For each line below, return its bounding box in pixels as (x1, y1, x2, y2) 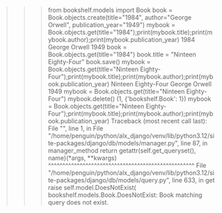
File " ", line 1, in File (47, 125, 104, 132)
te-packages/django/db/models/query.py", (47, 176, 171, 184)
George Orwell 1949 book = (47, 43, 127, 51)
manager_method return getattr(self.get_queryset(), (47, 146, 196, 155)
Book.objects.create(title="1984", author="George (47, 13, 192, 22)
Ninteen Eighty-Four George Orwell (111, 80, 212, 88)
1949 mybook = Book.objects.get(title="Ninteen (47, 87, 185, 95)
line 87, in (180, 139, 208, 147)
